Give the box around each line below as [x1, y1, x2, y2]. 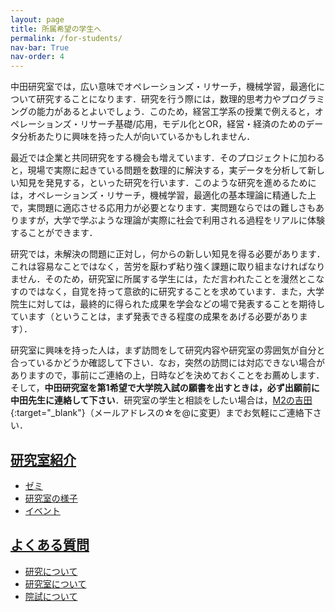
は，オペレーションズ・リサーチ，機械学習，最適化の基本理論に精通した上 [10, 189, 317, 201]
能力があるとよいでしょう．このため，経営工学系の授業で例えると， [36, 106, 315, 118]
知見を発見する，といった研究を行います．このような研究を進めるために [18, 177, 317, 189]
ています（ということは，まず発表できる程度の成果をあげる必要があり [10, 311, 300, 323]
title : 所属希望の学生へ [10, 24, 102, 34]
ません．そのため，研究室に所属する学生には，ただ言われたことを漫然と [10, 273, 308, 285]
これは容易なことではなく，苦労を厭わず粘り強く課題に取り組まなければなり [10, 261, 326, 273]
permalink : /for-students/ [10, 33, 123, 43]
